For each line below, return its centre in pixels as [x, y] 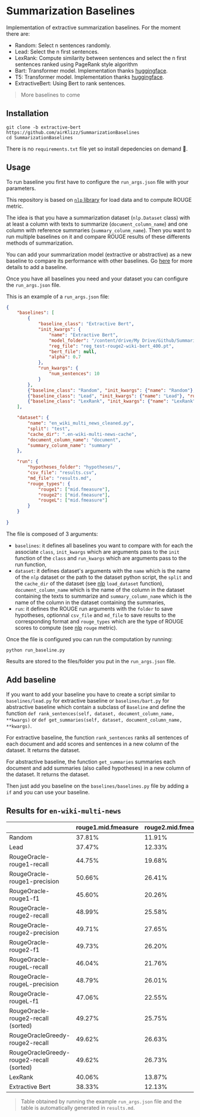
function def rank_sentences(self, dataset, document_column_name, [90, 713]
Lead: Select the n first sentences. [57, 51]
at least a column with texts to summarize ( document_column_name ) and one [97, 224]
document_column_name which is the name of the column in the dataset [100, 589]
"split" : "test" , [49, 429]
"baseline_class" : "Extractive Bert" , [86, 324]
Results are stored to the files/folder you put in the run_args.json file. [91, 661]
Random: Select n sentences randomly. [63, 45]
